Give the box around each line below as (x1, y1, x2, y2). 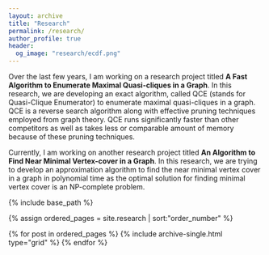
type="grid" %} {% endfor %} (8, 238, 107, 247)
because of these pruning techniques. (8, 132, 136, 142)
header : (8, 42, 35, 50)
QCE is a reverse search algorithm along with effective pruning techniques (8, 106, 256, 116)
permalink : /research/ (8, 27, 85, 35)
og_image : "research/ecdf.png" (15, 49, 121, 57)
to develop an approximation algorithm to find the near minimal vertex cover (8, 165, 261, 174)
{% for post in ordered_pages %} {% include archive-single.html (8, 229, 223, 239)
